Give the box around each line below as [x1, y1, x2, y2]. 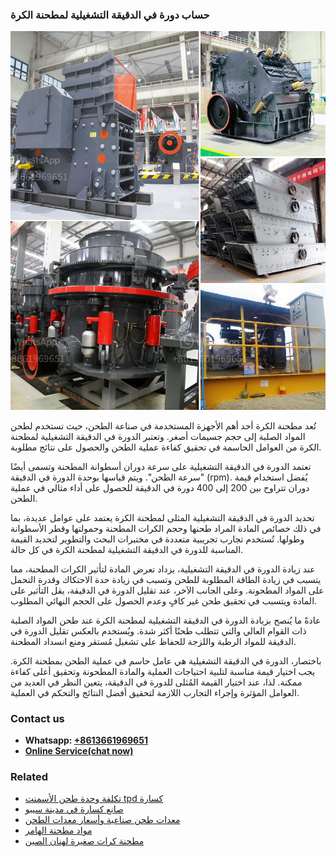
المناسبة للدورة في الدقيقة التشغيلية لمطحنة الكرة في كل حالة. [10, 543, 244, 555]
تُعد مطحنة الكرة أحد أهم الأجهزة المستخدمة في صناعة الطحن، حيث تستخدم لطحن [10, 419, 317, 432]
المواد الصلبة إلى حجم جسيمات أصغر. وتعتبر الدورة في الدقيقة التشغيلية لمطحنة [10, 430, 306, 442]
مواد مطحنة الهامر [24, 824, 93, 837]
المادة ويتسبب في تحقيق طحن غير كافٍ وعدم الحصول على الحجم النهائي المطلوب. [10, 594, 318, 607]
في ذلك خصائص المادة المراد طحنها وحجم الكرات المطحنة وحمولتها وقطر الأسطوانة [10, 522, 322, 534]
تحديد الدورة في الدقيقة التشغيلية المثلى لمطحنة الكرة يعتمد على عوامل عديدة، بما [10, 511, 315, 523]
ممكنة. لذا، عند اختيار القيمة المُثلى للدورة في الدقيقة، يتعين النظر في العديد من [10, 676, 303, 688]
